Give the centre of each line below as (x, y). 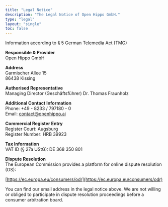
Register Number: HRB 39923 (36, 134)
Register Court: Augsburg (32, 129)
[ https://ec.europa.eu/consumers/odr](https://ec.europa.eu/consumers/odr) (84, 179)
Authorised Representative (34, 88)
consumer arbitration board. (34, 200)
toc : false (17, 29)
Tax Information (22, 144)
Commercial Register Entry (34, 124)
